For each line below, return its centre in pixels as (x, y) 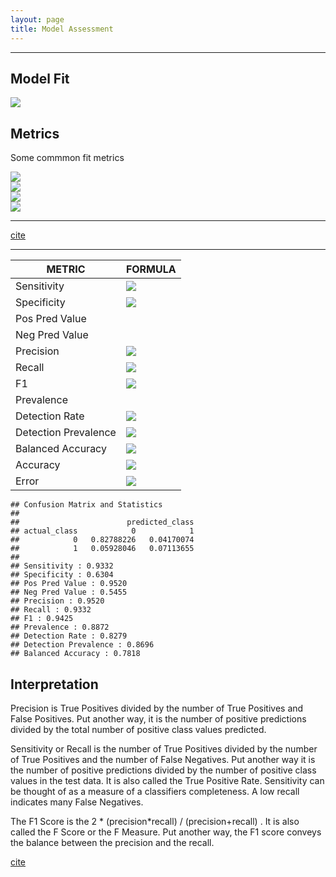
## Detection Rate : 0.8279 (69, 636)
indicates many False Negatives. (77, 802)
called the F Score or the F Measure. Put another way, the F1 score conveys (166, 832)
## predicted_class (102, 522)
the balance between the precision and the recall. (112, 842)
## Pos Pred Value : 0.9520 (69, 584)
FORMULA (151, 269)
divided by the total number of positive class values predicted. (138, 729)
